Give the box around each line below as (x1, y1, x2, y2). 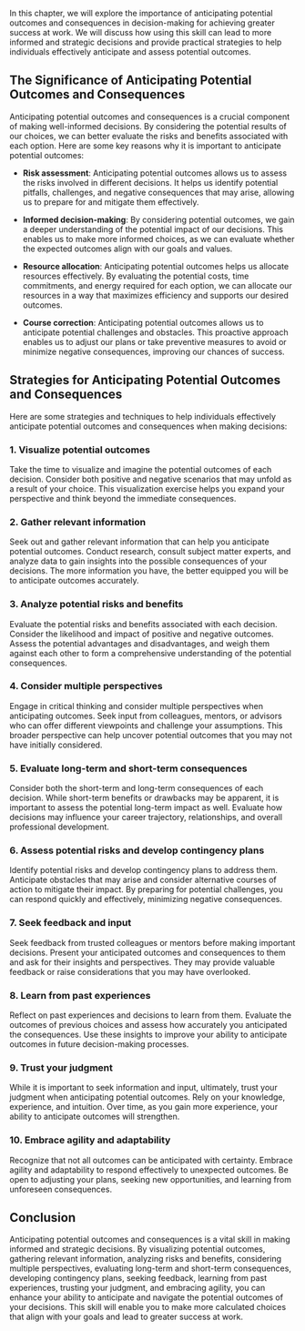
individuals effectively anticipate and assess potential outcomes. (9, 46, 252, 57)
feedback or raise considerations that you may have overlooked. (9, 966, 251, 977)
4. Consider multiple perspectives (9, 680, 163, 693)
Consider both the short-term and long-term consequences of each (9, 783, 264, 794)
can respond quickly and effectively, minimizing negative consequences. (9, 894, 283, 905)
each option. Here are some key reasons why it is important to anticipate (9, 140, 282, 151)
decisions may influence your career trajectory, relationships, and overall (9, 812, 283, 823)
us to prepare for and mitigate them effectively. (22, 196, 199, 208)
